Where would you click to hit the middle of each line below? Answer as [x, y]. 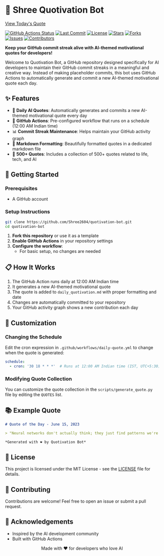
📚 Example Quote [33, 411]
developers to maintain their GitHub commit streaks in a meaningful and [77, 67]
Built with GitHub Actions [37, 539]
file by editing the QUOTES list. [34, 395]
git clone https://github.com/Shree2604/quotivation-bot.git [69, 222]
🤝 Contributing [28, 489]
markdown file [27, 149]
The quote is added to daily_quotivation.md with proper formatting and [84, 292]
